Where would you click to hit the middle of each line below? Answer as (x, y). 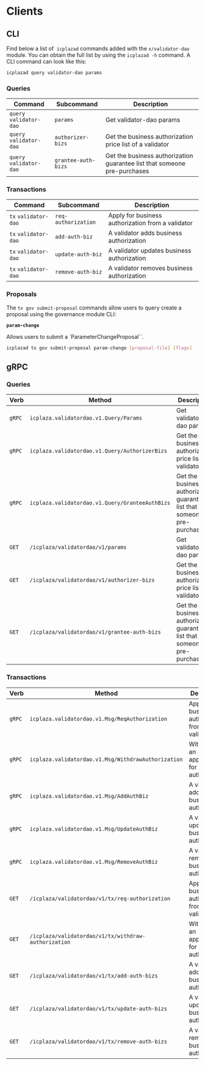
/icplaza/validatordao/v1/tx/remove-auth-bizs (99, 1041)
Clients (25, 11)
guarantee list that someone (146, 163)
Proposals (22, 294)
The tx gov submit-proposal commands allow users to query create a (94, 308)
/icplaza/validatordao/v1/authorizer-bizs (92, 580)
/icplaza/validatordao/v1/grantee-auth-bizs (95, 632)
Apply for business (135, 215)
